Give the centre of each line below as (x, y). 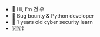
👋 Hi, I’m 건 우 (28, 9)
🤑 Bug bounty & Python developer (53, 16)
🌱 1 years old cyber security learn (52, 22)
